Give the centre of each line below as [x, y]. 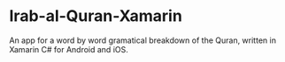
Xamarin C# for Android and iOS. [69, 49]
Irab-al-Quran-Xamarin [96, 16]
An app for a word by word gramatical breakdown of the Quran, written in [143, 40]
